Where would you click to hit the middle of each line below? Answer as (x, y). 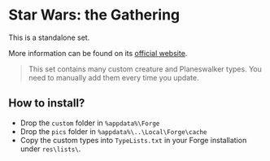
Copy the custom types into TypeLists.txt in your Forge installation (133, 140)
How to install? (47, 103)
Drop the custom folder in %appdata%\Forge (90, 123)
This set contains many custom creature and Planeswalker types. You (145, 69)
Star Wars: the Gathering (94, 15)
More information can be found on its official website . (98, 53)
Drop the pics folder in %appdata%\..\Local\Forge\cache (113, 131)
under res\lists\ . (50, 149)
